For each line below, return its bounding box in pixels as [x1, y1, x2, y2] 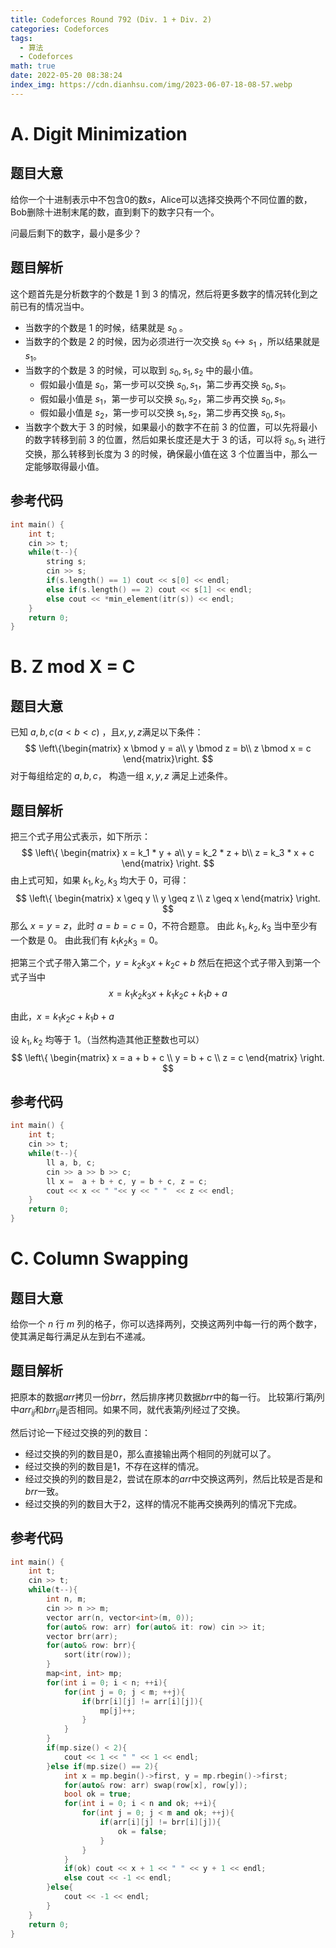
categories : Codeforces [10, 24, 110, 34]
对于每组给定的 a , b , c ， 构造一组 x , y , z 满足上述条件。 [10, 770, 233, 782]
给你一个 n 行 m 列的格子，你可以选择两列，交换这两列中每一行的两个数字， [10, 1318, 323, 1330]
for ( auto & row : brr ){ [46, 1641, 137, 1651]
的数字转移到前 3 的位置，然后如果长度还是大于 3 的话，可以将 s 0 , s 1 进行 [24, 434, 326, 448]
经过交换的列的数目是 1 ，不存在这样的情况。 [24, 1460, 205, 1472]
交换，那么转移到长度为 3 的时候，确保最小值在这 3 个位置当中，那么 [24, 447, 309, 460]
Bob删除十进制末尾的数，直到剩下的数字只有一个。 [10, 206, 220, 218]
